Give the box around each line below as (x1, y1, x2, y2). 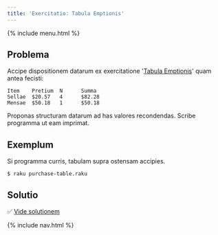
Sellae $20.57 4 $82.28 (7, 93, 100, 100)
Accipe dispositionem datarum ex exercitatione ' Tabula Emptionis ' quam (7, 67, 212, 76)
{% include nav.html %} (7, 221, 74, 230)
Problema (7, 49, 50, 60)
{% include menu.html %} (7, 29, 80, 37)
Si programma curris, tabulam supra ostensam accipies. (7, 157, 166, 166)
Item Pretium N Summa (7, 87, 97, 95)
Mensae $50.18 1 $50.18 (7, 100, 100, 107)
